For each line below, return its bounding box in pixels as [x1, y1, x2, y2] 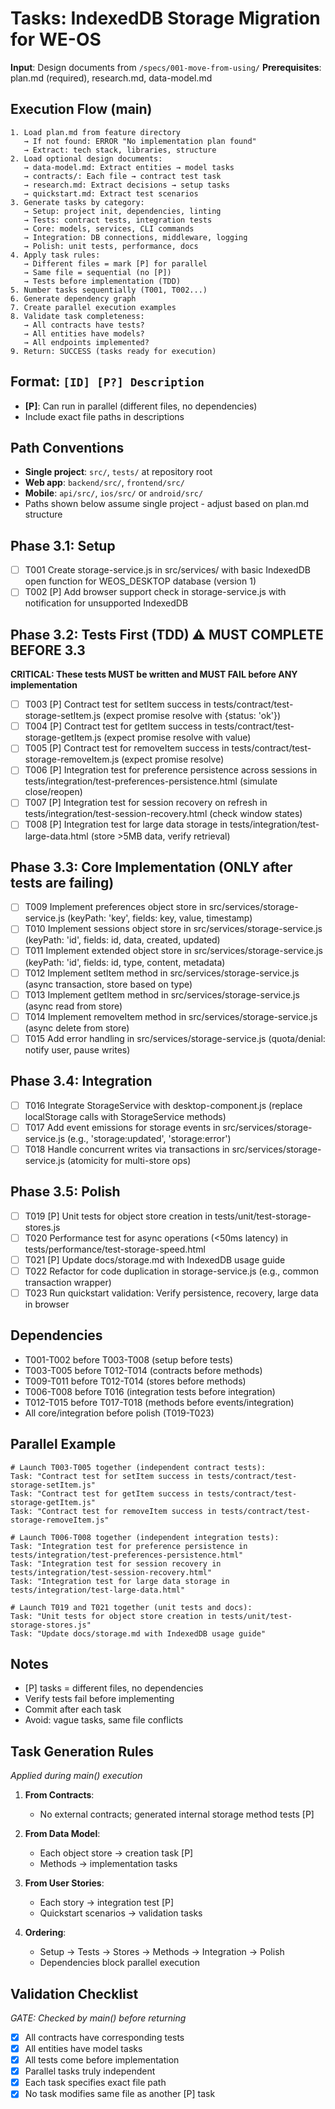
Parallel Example [10, 1436, 117, 1453]
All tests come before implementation [24, 2054, 180, 2066]
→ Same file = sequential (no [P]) [23, 267, 172, 277]
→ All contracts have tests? [23, 320, 145, 330]
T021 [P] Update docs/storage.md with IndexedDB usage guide [24, 1253, 286, 1266]
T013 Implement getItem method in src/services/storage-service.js [24, 988, 300, 1001]
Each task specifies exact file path [24, 2077, 167, 2089]
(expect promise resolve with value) [103, 732, 252, 744]
